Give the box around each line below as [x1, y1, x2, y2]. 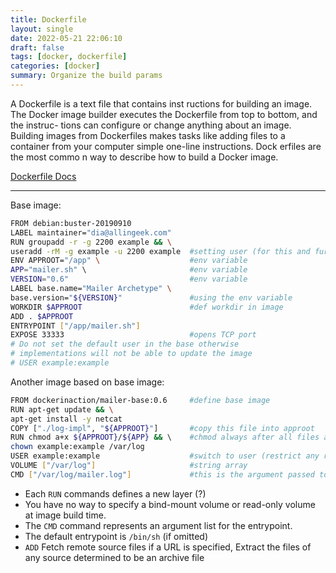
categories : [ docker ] [10, 61, 101, 71]
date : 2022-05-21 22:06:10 [10, 33, 123, 43]
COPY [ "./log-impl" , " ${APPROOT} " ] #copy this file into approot [10, 423, 315, 433]
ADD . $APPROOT [10, 311, 74, 321]
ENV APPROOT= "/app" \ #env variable [10, 256, 248, 266]
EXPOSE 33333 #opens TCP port [10, 330, 257, 340]
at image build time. [24, 509, 107, 521]
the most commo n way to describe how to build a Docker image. [10, 151, 279, 163]
